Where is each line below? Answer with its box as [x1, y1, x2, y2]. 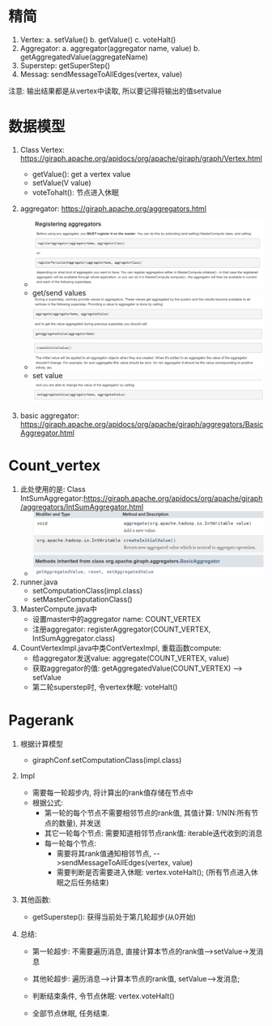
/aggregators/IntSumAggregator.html [19, 502, 144, 512]
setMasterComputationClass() [32, 594, 133, 605]
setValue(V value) [32, 178, 91, 188]
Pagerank [8, 711, 74, 730]
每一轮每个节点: [44, 838, 97, 848]
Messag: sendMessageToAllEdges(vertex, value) [19, 69, 183, 79]
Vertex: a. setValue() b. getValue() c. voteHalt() [19, 34, 176, 45]
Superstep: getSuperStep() [19, 60, 111, 70]
